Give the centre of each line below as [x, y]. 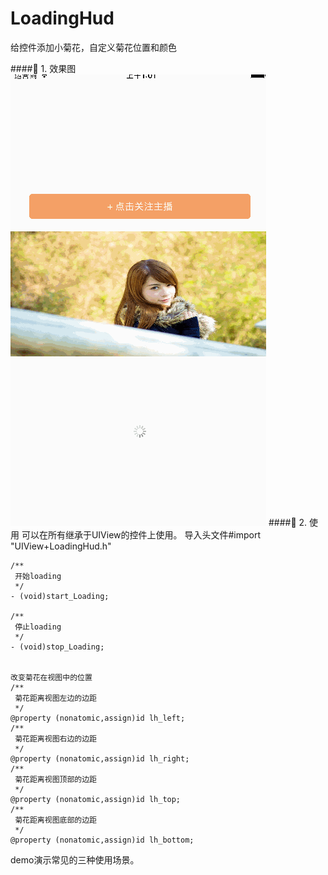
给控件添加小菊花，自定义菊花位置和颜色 [93, 47]
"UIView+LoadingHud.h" [61, 546]
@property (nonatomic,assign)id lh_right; [100, 758]
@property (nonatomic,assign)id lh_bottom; [102, 840]
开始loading [38, 576]
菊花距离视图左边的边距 [55, 698]
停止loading [38, 627]
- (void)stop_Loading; [57, 647]
